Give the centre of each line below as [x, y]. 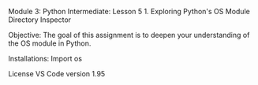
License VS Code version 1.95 [57, 74]
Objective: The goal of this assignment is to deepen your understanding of [129, 35]
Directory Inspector [40, 20]
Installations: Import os [45, 59]
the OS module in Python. [50, 43]
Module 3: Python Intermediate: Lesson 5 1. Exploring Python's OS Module [129, 11]
